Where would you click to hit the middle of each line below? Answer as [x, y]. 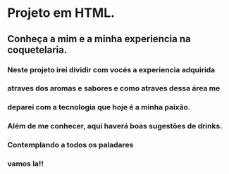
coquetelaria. [37, 49]
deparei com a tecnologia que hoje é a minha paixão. [99, 107]
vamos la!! [26, 164]
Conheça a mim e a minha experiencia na [99, 39]
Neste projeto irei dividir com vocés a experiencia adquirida [111, 69]
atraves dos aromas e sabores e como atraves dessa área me [114, 88]
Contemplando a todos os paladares [70, 145]
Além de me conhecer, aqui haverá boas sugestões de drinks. [115, 126]
